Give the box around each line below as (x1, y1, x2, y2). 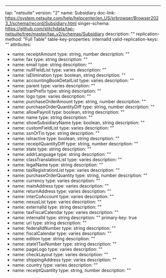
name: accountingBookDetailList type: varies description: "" (12, 77, 134, 83)
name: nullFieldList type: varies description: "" (12, 67, 107, 72)
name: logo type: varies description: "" (12, 93, 91, 99)
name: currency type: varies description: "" (12, 178, 100, 184)
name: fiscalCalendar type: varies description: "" (12, 230, 112, 236)
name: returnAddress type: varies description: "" (12, 188, 112, 194)
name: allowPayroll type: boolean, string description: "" (12, 109, 125, 115)
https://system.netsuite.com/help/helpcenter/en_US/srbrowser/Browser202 (5, 15, 159, 21)
